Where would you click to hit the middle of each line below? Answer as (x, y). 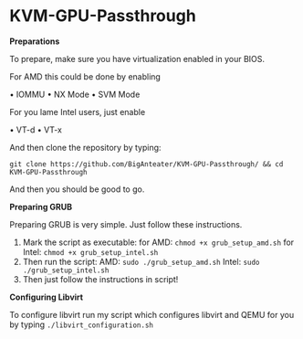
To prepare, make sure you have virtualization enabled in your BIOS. (137, 58)
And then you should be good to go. (77, 189)
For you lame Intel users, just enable (78, 111)
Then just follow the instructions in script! (100, 279)
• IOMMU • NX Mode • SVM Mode (75, 94)
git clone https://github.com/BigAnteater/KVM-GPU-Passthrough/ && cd (146, 164)
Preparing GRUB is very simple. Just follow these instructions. (126, 224)
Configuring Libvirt (47, 297)
